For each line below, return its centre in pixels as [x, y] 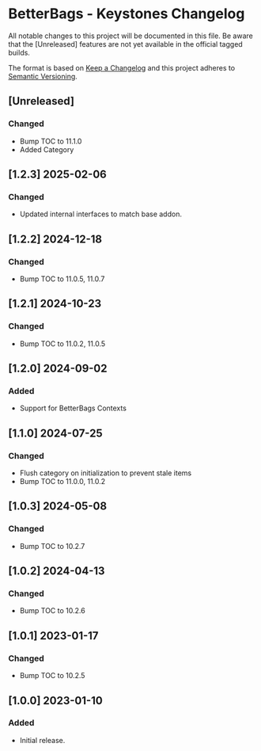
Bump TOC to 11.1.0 [51, 141]
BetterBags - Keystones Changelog [127, 14]
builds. [19, 52]
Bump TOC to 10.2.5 [52, 676]
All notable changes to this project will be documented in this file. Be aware [130, 36]
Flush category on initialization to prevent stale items [106, 473]
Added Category [47, 149]
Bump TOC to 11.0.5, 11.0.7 [62, 279]
